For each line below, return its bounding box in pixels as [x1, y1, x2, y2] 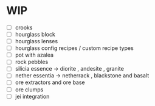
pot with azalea [15, 51, 53, 58]
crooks [15, 24, 33, 31]
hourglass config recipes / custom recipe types [15, 44, 134, 52]
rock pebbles [15, 58, 49, 66]
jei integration [15, 93, 50, 100]
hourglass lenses [15, 38, 58, 45]
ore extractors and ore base [15, 79, 85, 86]
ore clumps [15, 86, 44, 93]
